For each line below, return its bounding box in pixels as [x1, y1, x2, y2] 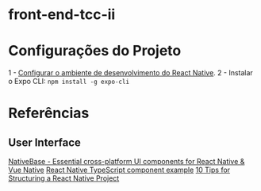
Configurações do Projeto [8, 42, 182, 60]
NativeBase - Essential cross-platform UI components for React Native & [8, 157, 245, 166]
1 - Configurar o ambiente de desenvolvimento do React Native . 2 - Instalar [8, 68, 254, 78]
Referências [8, 105, 90, 122]
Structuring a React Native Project [8, 174, 120, 183]
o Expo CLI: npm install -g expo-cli [8, 77, 129, 86]
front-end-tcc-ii [8, 6, 116, 24]
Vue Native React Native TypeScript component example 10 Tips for [8, 165, 231, 175]
